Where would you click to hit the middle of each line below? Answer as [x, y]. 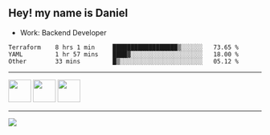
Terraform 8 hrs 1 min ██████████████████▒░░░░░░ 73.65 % [124, 47]
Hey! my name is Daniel [68, 13]
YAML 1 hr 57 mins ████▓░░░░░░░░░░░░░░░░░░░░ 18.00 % [124, 54]
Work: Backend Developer [63, 32]
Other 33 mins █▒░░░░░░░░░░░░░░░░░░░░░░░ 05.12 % [124, 61]
